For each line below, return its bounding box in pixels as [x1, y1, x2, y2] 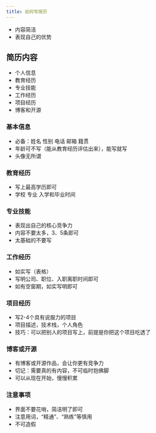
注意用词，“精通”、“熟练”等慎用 [14, 413, 92, 420]
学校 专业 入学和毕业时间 [14, 191, 76, 198]
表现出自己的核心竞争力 [14, 222, 73, 229]
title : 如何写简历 [6, 8, 48, 15]
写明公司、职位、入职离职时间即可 [14, 275, 99, 282]
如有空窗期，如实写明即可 [14, 282, 78, 289]
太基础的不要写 [14, 236, 52, 244]
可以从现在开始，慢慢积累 [14, 375, 78, 382]
